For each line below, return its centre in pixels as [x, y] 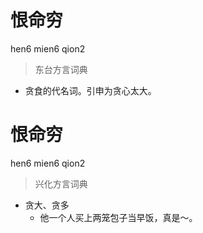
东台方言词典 [61, 69]
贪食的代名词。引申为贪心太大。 [90, 90]
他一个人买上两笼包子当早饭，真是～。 [118, 217]
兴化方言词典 [61, 183]
